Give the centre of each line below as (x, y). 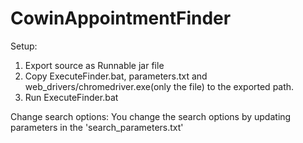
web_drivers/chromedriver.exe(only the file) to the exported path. (159, 86)
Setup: (24, 46)
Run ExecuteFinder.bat (71, 97)
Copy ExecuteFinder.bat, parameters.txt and (116, 76)
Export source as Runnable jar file (94, 65)
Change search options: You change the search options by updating (151, 116)
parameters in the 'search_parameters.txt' (97, 127)
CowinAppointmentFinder (121, 18)
